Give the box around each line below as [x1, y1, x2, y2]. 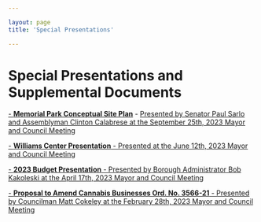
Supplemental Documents [8, 83, 182, 101]
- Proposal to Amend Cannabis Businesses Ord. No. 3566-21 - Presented [8, 188, 250, 198]
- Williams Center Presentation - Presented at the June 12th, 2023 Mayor [8, 141, 248, 150]
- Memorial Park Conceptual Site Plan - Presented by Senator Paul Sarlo [8, 109, 245, 119]
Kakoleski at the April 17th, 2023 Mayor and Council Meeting [8, 173, 204, 183]
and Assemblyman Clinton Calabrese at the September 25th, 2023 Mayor [8, 117, 246, 127]
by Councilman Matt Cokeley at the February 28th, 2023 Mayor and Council [8, 197, 254, 206]
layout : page [8, 18, 51, 26]
